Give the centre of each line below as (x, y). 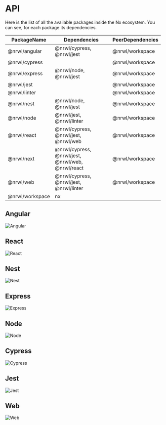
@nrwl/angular (25, 51)
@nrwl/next (21, 159)
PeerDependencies (135, 40)
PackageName (29, 40)
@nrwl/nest (21, 103)
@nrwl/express (25, 73)
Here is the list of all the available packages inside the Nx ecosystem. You (80, 22)
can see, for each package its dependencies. (51, 27)
